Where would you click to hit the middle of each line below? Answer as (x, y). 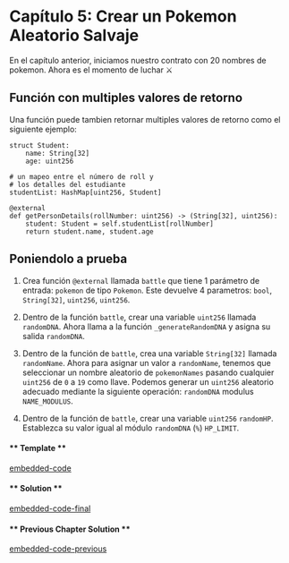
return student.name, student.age (89, 231)
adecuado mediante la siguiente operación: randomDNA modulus (138, 391)
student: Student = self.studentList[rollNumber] (120, 224)
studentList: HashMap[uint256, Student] (86, 192)
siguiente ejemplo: (43, 129)
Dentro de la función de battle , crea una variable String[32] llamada (149, 353)
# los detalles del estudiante (68, 184)
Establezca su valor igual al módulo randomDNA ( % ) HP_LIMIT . (131, 428)
